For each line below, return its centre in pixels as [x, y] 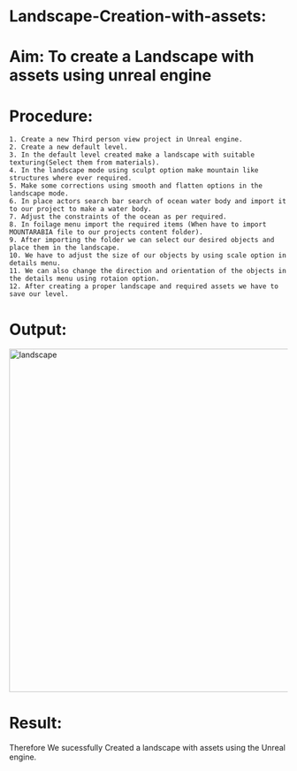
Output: [38, 329]
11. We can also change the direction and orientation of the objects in [148, 271]
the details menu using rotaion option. [85, 279]
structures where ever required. [71, 179]
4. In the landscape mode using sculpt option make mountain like [134, 171]
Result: [36, 723]
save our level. [39, 294]
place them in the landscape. [65, 248]
